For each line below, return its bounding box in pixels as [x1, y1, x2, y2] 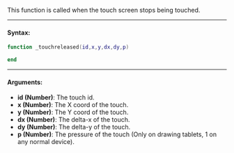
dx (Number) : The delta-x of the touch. [17, 115, 130, 124]
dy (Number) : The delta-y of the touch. [17, 123, 131, 131]
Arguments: [7, 78, 43, 86]
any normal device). [17, 138, 75, 146]
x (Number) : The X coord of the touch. [17, 101, 129, 109]
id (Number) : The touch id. [17, 93, 95, 102]
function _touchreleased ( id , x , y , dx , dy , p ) [7, 44, 130, 51]
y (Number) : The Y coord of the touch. [17, 108, 129, 117]
